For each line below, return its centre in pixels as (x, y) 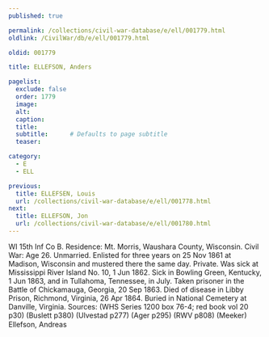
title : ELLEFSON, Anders (50, 67)
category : (25, 157)
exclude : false (41, 90)
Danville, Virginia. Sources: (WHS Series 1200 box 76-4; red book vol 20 (128, 306)
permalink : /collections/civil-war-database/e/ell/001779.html (117, 30)
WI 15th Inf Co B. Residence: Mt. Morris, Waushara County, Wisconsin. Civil (134, 246)
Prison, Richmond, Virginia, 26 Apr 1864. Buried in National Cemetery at (128, 298)
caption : (30, 119)
